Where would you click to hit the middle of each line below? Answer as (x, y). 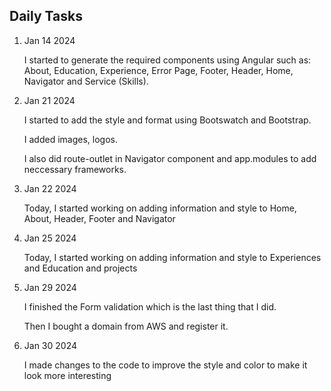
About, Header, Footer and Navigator (99, 218)
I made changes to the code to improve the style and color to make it (165, 365)
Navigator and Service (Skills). (86, 81)
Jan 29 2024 (50, 287)
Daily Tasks (46, 16)
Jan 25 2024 (50, 238)
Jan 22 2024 (50, 188)
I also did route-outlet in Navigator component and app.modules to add (170, 158)
